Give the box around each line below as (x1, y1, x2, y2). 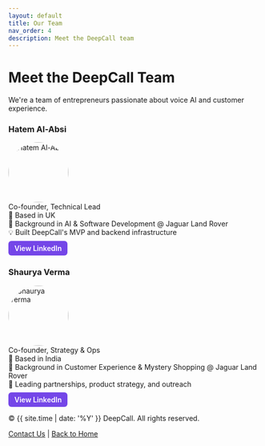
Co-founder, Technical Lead (8, 202, 101, 212)
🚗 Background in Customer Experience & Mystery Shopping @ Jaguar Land (8, 362, 258, 371)
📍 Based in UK (8, 210, 56, 221)
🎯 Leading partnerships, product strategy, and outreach (8, 379, 192, 389)
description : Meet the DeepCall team (8, 34, 135, 43)
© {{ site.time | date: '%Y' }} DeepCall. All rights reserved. (8, 413, 200, 423)
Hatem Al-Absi (8, 124, 66, 135)
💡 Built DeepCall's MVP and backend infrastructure (8, 228, 178, 237)
